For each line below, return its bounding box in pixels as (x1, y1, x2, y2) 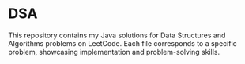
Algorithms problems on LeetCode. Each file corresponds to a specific (8, 38, 237, 48)
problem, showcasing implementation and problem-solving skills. (8, 47, 220, 56)
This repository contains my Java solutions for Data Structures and (8, 30, 226, 40)
